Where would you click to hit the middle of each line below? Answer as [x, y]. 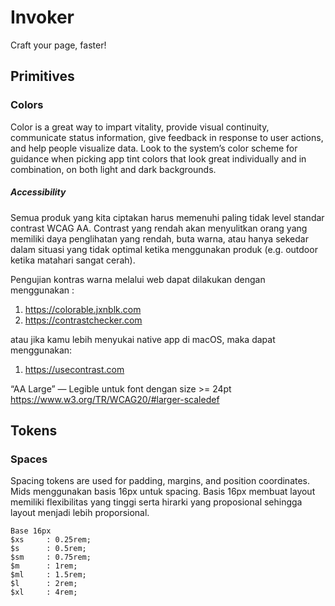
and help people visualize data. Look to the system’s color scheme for [154, 148]
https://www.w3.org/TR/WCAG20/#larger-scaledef [115, 399]
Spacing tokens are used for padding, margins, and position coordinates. [160, 481]
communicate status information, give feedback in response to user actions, [167, 137]
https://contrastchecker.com [83, 320]
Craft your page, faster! [58, 45]
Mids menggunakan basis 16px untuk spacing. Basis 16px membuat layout [163, 492]
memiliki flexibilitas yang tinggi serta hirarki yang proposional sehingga [156, 502]
